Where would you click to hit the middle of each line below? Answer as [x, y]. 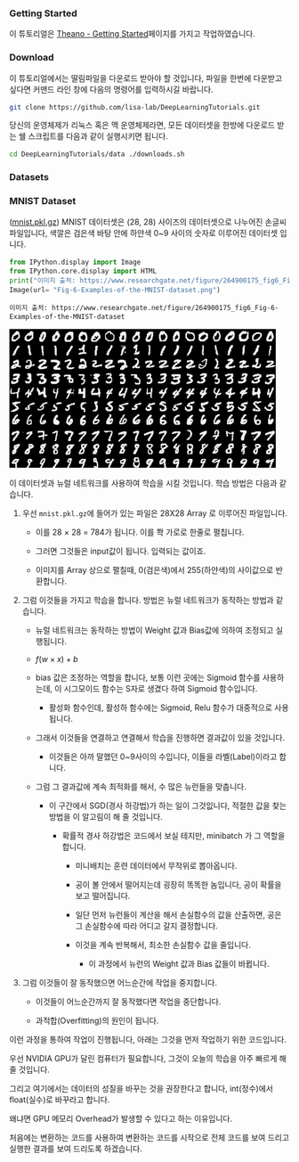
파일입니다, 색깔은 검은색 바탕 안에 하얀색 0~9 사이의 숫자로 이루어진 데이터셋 [144, 233]
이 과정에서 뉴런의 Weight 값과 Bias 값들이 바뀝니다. [179, 964]
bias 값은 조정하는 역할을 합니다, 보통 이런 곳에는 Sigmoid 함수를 [148, 678]
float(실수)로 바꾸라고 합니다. [60, 1100]
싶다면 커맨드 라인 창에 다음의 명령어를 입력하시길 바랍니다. [111, 89]
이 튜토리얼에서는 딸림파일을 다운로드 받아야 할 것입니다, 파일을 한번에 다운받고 [146, 78]
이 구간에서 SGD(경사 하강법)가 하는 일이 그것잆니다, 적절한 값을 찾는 [168, 806]
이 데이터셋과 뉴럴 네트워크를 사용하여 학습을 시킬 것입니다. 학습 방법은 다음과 [143, 483]
